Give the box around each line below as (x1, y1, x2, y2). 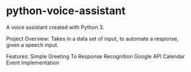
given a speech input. (6, 41, 59, 48)
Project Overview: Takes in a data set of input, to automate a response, (6, 35, 179, 42)
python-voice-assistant (6, 4, 126, 18)
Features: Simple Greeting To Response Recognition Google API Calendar (6, 53, 185, 60)
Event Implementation (6, 59, 59, 66)
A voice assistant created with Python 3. (6, 24, 105, 31)
